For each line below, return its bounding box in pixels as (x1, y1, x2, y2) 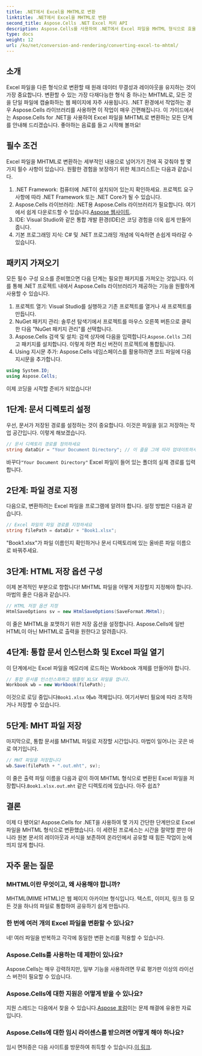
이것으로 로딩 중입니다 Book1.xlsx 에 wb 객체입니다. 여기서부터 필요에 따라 (6, 693, 177, 701)
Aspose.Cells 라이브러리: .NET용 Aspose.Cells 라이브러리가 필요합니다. (14, 200, 185, 208)
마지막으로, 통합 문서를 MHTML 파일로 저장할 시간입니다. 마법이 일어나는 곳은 (6, 737, 188, 745)
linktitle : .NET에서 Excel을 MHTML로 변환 (6, 14, 107, 21)
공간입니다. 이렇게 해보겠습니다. (12, 429, 87, 436)
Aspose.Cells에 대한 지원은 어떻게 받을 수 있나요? (6, 989, 143, 997)
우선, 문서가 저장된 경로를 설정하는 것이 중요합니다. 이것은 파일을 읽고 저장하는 (6, 421, 189, 428)
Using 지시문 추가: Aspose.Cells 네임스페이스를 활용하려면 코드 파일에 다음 (14, 348, 192, 355)
